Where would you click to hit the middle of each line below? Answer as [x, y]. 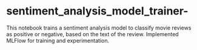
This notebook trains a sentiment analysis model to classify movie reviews [99, 28]
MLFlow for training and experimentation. [58, 40]
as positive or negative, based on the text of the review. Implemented [92, 34]
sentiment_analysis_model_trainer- [97, 11]
